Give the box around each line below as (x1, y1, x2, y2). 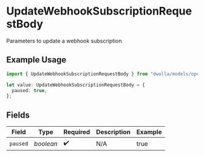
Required (63, 128, 90, 136)
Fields (6, 110, 30, 120)
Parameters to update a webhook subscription (6, 37, 123, 44)
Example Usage (6, 55, 67, 65)
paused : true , (12, 87, 47, 93)
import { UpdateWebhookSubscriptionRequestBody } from (6, 71, 148, 77)
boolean (34, 139, 58, 148)
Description (96, 128, 131, 136)
